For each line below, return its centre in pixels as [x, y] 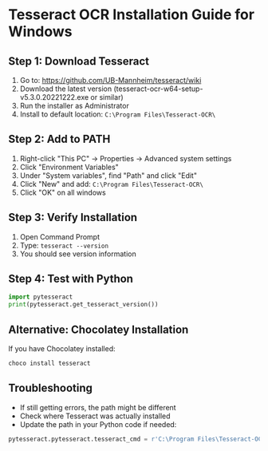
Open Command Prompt [60, 236]
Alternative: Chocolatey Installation [99, 329]
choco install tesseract [49, 363]
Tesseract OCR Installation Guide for [132, 15]
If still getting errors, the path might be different [98, 407]
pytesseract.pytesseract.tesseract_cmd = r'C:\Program [101, 439]
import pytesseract [41, 297]
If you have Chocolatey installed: [62, 348]
